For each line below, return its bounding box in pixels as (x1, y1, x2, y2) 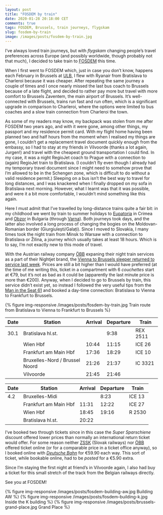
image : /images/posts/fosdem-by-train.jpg (5, 35, 92, 39)
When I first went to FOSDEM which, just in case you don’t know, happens (5, 67, 153, 73)
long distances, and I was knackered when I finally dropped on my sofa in (5, 180, 152, 186)
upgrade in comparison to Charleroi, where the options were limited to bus (5, 103, 154, 110)
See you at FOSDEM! (5, 479, 47, 485)
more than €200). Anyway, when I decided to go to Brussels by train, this (5, 277, 151, 283)
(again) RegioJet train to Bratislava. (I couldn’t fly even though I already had (5, 159, 156, 166)
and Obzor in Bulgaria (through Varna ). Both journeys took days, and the (5, 215, 149, 222)
